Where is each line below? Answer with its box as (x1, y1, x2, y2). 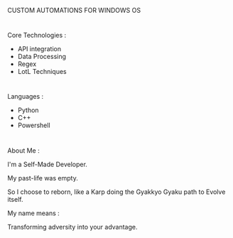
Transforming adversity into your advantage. (7, 222, 138, 231)
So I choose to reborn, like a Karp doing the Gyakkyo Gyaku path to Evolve (7, 188, 226, 196)
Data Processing (17, 53, 66, 61)
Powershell (17, 121, 51, 130)
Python (17, 106, 39, 114)
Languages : (7, 92, 44, 101)
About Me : (7, 146, 40, 155)
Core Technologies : (7, 31, 67, 40)
